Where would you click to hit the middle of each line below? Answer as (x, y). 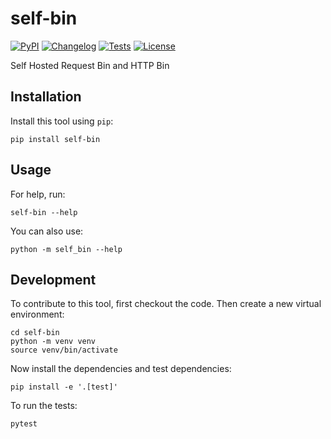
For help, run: (38, 194)
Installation (46, 97)
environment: (37, 314)
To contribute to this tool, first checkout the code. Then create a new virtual (166, 304)
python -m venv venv (53, 342)
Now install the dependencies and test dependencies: (121, 369)
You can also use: (47, 231)
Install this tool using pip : (62, 121)
